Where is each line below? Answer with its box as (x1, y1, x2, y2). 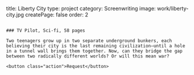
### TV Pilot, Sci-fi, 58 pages (6, 28, 85, 33)
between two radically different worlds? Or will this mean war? (6, 53, 169, 59)
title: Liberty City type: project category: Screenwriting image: (6, 5, 156, 12)
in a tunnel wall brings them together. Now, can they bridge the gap (6, 48, 183, 54)
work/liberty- (156, 5, 189, 12)
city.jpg (6, 11, 25, 18)
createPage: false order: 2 (25, 11, 88, 18)
